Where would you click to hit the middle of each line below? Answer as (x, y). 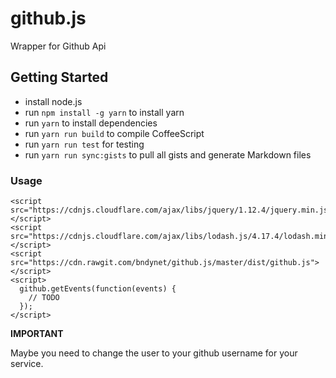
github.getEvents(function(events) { (98, 289)
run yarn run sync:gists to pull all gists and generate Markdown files (168, 154)
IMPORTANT (37, 334)
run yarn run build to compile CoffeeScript (114, 133)
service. (27, 364)
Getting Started (59, 77)
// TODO (44, 298)
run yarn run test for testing (84, 144)
